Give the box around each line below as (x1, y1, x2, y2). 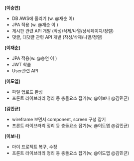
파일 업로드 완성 (11, 89, 43, 95)
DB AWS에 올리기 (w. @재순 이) (11, 15, 74, 21)
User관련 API (11, 68, 38, 74)
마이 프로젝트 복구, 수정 (11, 144, 58, 150)
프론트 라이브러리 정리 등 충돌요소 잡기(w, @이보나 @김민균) (11, 95, 130, 101)
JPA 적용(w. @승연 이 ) (11, 55, 57, 61)
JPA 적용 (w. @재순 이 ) (11, 22, 58, 27)
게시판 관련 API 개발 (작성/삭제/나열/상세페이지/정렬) (11, 28, 114, 34)
